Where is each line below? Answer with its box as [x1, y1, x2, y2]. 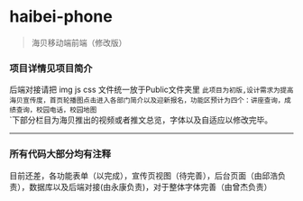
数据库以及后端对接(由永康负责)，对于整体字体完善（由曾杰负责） [28, 181, 272, 192]
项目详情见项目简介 [9, 61, 93, 74]
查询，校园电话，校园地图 [15, 105, 97, 114]
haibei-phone [9, 6, 113, 27]
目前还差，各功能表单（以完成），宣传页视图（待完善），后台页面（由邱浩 [9, 169, 278, 181]
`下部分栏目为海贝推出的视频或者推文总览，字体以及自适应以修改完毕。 [9, 114, 273, 125]
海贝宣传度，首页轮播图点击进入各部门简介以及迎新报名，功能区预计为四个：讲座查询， [9, 96, 285, 105]
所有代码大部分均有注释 [9, 148, 111, 160]
